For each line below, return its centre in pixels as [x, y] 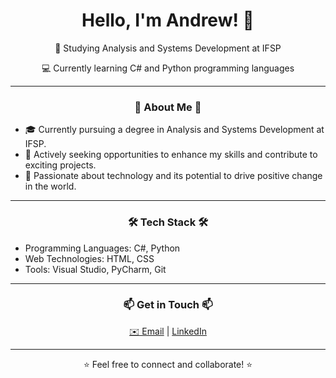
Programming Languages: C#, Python [102, 248]
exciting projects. [60, 165]
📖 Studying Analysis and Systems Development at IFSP [168, 48]
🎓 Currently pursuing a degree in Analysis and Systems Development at [174, 130]
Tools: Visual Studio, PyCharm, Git [95, 269]
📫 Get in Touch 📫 [168, 305]
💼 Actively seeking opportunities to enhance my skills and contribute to [171, 155]
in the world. [50, 186]
